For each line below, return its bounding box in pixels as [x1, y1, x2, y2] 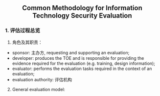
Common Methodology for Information [22, 4, 143, 12]
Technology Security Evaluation [32, 12, 132, 20]
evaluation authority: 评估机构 [12, 76, 72, 82]
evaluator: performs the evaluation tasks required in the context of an [12, 66, 152, 72]
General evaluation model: [12, 86, 65, 92]
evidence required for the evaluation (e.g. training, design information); [12, 60, 156, 66]
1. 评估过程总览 [5, 27, 41, 34]
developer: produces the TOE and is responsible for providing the [12, 55, 144, 61]
